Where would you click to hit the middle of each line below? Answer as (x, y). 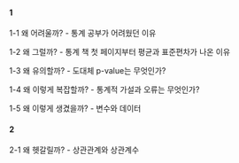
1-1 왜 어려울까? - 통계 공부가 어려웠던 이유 (83, 33)
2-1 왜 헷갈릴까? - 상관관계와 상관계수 (74, 150)
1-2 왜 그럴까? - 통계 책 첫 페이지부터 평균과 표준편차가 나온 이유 (120, 52)
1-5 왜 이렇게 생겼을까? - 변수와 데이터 (75, 109)
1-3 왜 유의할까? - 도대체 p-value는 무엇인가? (88, 71)
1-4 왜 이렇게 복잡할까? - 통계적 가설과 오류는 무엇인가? (104, 89)
